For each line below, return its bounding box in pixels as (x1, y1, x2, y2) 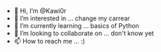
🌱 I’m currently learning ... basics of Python (13, 22, 139, 30)
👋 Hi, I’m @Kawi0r (13, 7, 67, 15)
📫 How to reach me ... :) (13, 37, 86, 45)
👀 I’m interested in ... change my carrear (13, 14, 130, 22)
